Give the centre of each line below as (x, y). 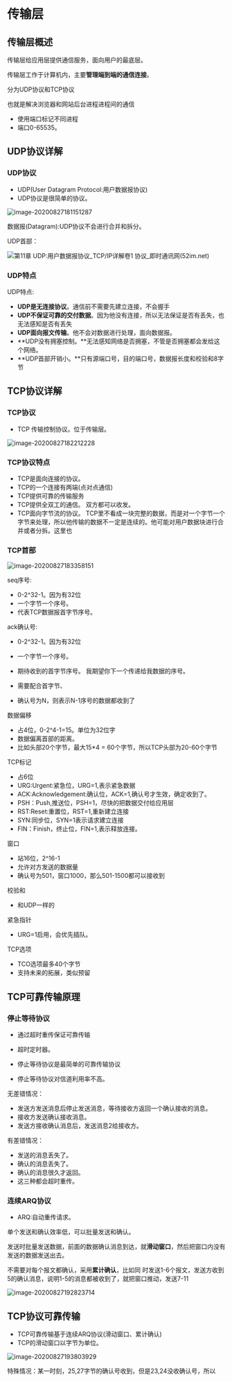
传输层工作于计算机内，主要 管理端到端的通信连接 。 (80, 75)
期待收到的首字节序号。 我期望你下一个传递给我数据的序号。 (103, 671)
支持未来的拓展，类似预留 (54, 973)
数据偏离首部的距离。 (47, 738)
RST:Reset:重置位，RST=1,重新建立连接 (73, 811)
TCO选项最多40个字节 (49, 964)
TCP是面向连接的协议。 (51, 478)
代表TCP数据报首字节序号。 (57, 612)
